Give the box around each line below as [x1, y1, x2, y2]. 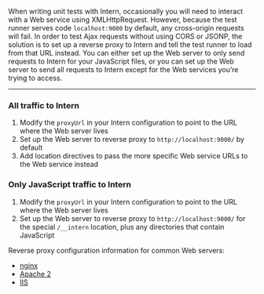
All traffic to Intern [8, 100, 80, 111]
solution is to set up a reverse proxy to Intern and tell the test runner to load [8, 40, 252, 49]
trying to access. [8, 74, 63, 82]
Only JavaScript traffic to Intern [8, 180, 132, 191]
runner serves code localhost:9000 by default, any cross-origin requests [8, 24, 245, 32]
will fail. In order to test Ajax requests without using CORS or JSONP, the [8, 31, 243, 41]
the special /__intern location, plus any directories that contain [19, 222, 225, 231]
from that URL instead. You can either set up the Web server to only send [8, 49, 245, 57]
